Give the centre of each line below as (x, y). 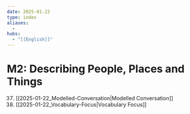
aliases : (18, 23)
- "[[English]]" (32, 39)
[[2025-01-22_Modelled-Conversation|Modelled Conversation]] (94, 98)
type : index (22, 17)
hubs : (14, 34)
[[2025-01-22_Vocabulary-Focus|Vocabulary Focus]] (81, 104)
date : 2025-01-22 (29, 12)
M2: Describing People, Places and (96, 69)
